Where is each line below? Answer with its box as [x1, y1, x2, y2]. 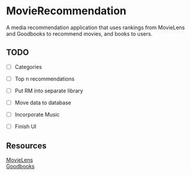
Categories [14, 63, 42, 70]
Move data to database [14, 99, 71, 106]
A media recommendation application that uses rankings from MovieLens [6, 24, 185, 31]
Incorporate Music [14, 111, 61, 118]
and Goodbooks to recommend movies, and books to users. [6, 30, 153, 37]
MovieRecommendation [6, 4, 126, 18]
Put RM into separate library [14, 87, 84, 94]
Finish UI [14, 123, 37, 130]
